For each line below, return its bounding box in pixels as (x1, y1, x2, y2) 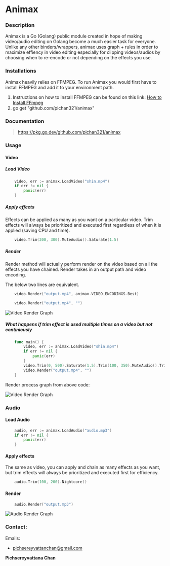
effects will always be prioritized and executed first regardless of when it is (5, 222, 161, 228)
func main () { (14, 339, 44, 344)
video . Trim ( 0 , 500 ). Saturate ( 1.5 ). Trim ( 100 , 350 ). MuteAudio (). (23, 363, 160, 368)
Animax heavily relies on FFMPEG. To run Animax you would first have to (5, 79, 157, 85)
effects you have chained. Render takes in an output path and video (5, 266, 147, 272)
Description (5, 22, 35, 29)
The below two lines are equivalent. (5, 281, 79, 288)
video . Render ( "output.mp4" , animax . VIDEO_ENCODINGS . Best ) (14, 291, 139, 296)
